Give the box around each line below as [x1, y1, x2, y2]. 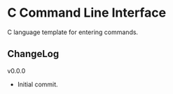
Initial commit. [17, 80, 58, 88]
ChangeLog [7, 48, 60, 60]
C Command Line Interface [7, 5, 167, 21]
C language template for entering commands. [7, 28, 139, 36]
